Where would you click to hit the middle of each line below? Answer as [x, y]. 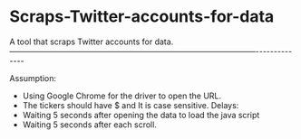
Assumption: [33, 78]
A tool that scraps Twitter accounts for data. [92, 42]
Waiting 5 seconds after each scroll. [89, 125]
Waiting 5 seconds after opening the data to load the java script [141, 115]
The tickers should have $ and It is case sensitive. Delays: [131, 105]
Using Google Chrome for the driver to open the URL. [122, 96]
